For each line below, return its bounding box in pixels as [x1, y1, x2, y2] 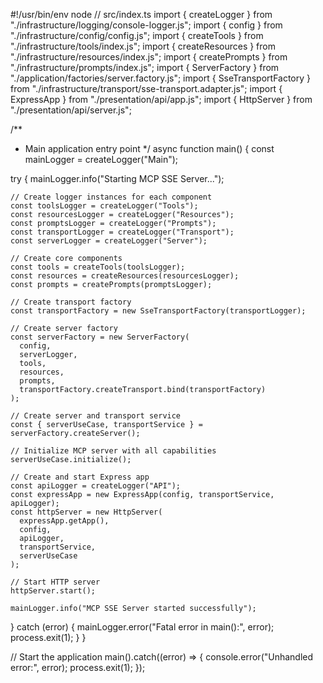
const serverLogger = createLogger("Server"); [10, 236, 208, 246]
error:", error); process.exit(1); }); [10, 662, 146, 673]
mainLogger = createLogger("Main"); [24, 154, 179, 165]
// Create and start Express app [10, 472, 150, 482]
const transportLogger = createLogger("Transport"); [10, 227, 235, 237]
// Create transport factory [10, 297, 132, 307]
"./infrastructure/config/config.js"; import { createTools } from [10, 30, 264, 41]
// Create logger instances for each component [10, 192, 213, 202]
